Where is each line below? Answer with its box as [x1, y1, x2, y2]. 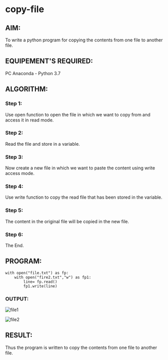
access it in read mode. [5, 117, 54, 123]
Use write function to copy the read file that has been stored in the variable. [5, 194, 162, 200]
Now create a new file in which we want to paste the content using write [5, 165, 155, 171]
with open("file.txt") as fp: [5, 270, 69, 275]
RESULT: [5, 331, 33, 340]
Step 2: [5, 130, 24, 137]
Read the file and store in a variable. [5, 141, 80, 147]
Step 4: [5, 183, 24, 190]
